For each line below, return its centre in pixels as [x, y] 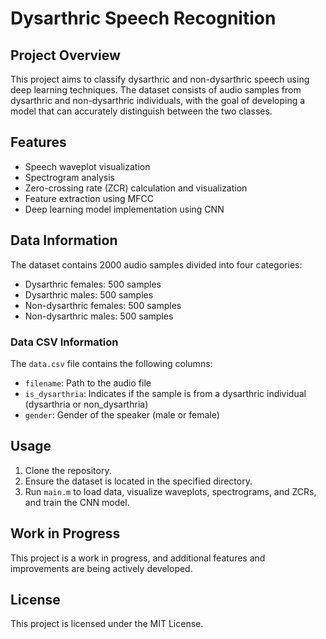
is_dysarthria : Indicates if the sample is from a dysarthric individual [165, 393]
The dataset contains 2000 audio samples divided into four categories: [156, 264]
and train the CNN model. [77, 502]
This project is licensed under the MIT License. [107, 624]
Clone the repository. [68, 470]
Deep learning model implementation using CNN [124, 209]
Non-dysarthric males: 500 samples [99, 316]
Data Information [64, 240]
